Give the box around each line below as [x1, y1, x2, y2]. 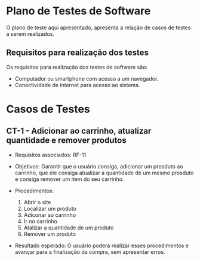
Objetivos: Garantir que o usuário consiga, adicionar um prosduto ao [14, 162, 183, 170]
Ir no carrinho [23, 217, 58, 225]
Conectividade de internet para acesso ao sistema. [14, 81, 140, 88]
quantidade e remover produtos [6, 136, 127, 146]
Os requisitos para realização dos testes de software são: [6, 63, 148, 70]
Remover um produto [23, 230, 76, 237]
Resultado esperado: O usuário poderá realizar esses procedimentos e [14, 242, 189, 249]
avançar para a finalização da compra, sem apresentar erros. [14, 248, 165, 255]
